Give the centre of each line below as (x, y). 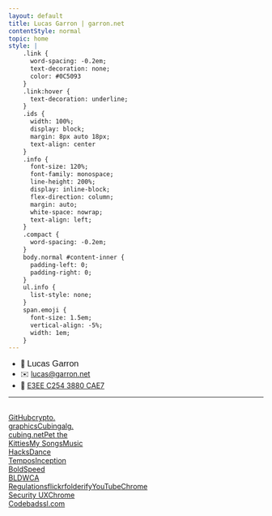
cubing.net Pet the (38, 435)
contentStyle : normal (45, 31)
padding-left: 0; (59, 264)
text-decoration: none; (70, 69)
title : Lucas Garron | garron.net (67, 24)
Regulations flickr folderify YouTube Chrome (78, 487)
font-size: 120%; (59, 167)
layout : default (36, 16)
